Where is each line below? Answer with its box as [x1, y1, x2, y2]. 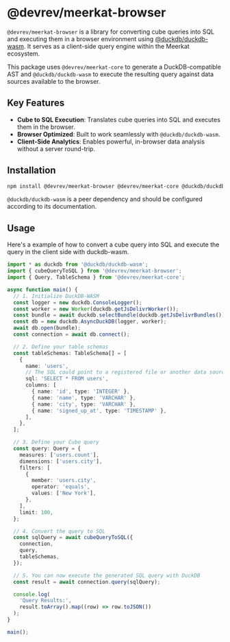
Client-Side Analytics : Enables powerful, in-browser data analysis [16, 137, 205, 146]
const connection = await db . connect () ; [13, 331, 130, 338]
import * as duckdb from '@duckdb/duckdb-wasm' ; [7, 261, 149, 268]
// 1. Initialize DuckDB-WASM [13, 293, 99, 299]
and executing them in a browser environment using [7, 34, 154, 43]
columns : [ [25, 382, 57, 389]
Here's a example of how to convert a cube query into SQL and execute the [7, 240, 220, 249]
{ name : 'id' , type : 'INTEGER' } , [31, 388, 130, 395]
